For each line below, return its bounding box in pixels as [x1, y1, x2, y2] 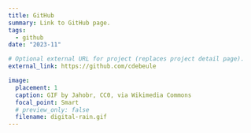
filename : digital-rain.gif [15, 113, 108, 121]
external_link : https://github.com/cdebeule [8, 62, 157, 71]
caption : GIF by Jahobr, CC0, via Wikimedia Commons [15, 91, 192, 99]
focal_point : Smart [15, 98, 79, 106]
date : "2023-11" [8, 41, 61, 49]
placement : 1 [15, 83, 58, 91]
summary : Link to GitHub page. [8, 19, 111, 27]
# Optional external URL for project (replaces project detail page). [8, 55, 245, 63]
